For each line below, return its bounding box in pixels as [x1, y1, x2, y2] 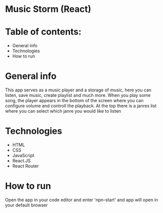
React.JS [12, 158, 31, 163]
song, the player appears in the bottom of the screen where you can [5, 98, 144, 104]
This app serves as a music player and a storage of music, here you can [5, 87, 152, 93]
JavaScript [12, 152, 35, 158]
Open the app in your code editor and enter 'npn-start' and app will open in [5, 197, 158, 203]
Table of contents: [5, 26, 81, 38]
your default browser [5, 202, 48, 208]
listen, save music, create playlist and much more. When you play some [5, 92, 151, 98]
